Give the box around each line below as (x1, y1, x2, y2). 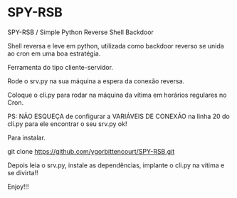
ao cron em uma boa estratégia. (7, 49, 101, 58)
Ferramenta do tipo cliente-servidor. (7, 63, 114, 71)
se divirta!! (7, 168, 38, 177)
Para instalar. (7, 133, 46, 142)
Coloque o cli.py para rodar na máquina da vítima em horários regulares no (7, 90, 227, 99)
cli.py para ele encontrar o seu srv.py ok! (7, 119, 127, 128)
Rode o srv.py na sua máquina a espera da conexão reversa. (7, 76, 185, 85)
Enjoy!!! (7, 182, 30, 191)
